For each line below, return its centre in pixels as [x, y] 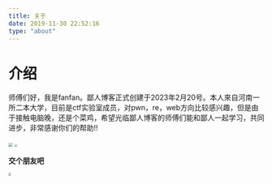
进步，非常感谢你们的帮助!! [54, 128]
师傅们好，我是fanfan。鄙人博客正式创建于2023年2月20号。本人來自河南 [131, 97]
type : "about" [32, 31]
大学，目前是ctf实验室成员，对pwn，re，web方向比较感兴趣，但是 [140, 108]
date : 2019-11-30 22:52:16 [54, 24]
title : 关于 [27, 16]
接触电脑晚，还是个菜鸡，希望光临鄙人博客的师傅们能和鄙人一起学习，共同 [140, 118]
